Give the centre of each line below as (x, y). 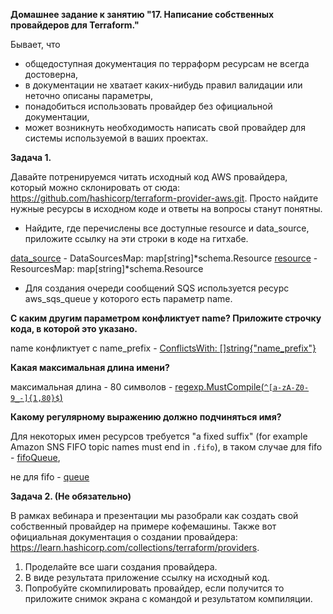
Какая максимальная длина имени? (90, 367)
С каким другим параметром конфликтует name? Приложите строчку (166, 318)
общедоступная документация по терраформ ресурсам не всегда (167, 63)
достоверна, (51, 74)
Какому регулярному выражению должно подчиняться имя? (146, 417)
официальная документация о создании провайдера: (124, 537)
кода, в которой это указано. (74, 328)
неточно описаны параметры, (89, 95)
